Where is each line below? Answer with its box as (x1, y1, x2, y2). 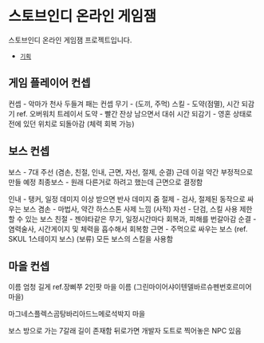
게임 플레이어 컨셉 (8, 77, 91, 90)
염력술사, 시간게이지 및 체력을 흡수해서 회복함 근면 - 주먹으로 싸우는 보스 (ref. (8, 224, 248, 234)
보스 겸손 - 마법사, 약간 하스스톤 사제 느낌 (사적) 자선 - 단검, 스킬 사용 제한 (22, 204, 253, 214)
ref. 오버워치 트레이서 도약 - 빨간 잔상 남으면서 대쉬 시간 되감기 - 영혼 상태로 (16, 108, 253, 118)
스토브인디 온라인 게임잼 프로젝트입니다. (8, 35, 132, 45)
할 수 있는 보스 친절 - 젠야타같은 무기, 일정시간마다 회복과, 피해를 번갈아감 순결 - (8, 214, 257, 223)
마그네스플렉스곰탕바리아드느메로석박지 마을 (8, 309, 146, 319)
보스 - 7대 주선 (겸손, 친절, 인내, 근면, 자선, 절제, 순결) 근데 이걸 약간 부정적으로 (8, 167, 254, 176)
